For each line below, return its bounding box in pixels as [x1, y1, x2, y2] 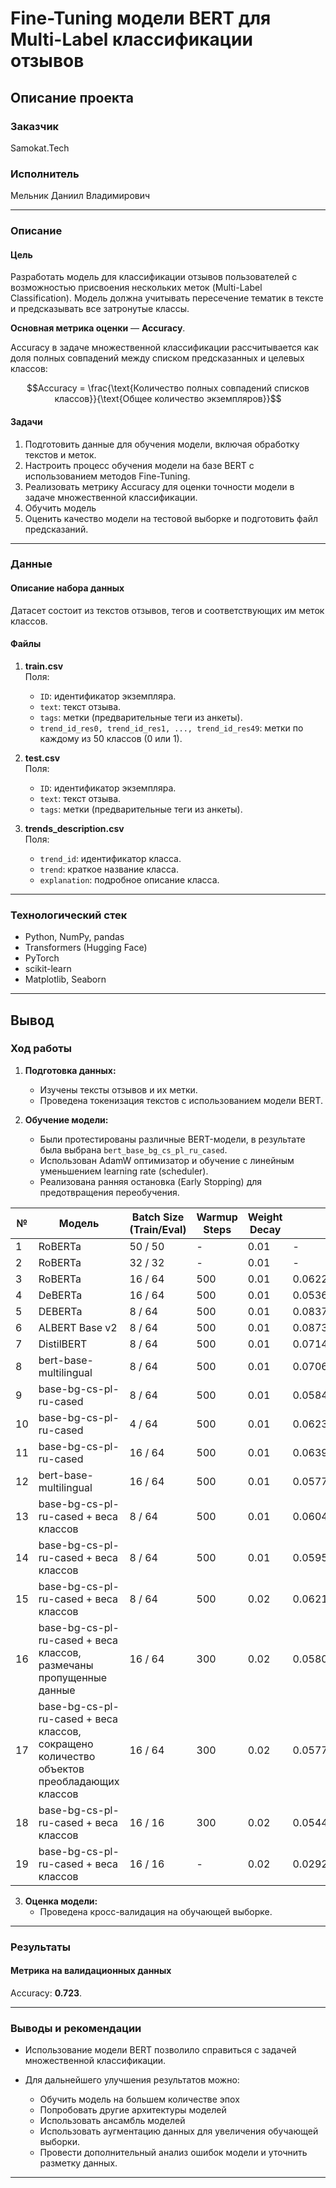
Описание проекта [10, 89, 134, 106]
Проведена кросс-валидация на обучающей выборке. [39, 1905, 273, 1917]
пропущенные [38, 1670, 108, 1684]
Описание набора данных [10, 582, 125, 594]
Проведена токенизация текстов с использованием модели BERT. [39, 1094, 323, 1106]
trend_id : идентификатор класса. [39, 852, 182, 864]
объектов [38, 1762, 85, 1776]
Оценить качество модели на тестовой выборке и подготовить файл [24, 512, 319, 524]
